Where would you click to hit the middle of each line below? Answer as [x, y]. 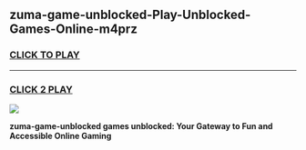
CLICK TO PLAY [45, 55]
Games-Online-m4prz [74, 30]
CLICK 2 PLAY [41, 89]
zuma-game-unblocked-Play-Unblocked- [130, 15]
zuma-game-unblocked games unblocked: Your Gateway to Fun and [141, 125]
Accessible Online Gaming [61, 135]
